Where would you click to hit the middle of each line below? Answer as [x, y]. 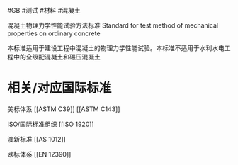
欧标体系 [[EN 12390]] [39, 154]
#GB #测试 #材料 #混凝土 [44, 10]
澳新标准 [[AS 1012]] [36, 139]
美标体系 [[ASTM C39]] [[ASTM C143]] [64, 109]
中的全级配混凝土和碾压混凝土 [57, 57]
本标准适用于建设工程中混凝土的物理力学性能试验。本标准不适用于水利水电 [116, 48]
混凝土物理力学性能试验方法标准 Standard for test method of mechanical [113, 25]
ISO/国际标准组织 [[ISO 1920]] [51, 124]
